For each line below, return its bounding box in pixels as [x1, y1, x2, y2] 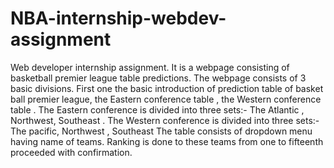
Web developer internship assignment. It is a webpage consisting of [10, 61, 290, 73]
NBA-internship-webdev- [10, 7, 227, 30]
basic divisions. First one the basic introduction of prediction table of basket [10, 82, 324, 94]
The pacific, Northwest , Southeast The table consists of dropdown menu [10, 125, 313, 137]
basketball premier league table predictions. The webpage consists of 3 [10, 72, 307, 84]
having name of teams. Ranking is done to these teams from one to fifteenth [10, 135, 324, 147]
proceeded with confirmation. [10, 146, 133, 158]
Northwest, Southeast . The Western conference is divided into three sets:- [10, 114, 320, 126]
